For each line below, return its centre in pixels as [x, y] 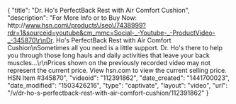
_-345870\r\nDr [30, 40]
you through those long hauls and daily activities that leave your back [109, 55]
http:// [17, 25]
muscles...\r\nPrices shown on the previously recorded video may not [109, 63]
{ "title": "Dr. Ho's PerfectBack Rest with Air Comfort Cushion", [99, 10]
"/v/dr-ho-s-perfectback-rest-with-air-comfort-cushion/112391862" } [108, 93]
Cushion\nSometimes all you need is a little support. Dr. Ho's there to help [115, 48]
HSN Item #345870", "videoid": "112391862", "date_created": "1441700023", [119, 78]
